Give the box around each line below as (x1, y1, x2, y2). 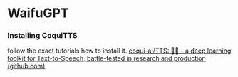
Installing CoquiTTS (7, 31, 78, 41)
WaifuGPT (7, 5, 69, 21)
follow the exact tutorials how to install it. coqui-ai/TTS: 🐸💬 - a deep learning (7, 46, 232, 55)
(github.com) (7, 62, 46, 71)
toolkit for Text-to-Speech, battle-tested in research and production (7, 54, 207, 63)
